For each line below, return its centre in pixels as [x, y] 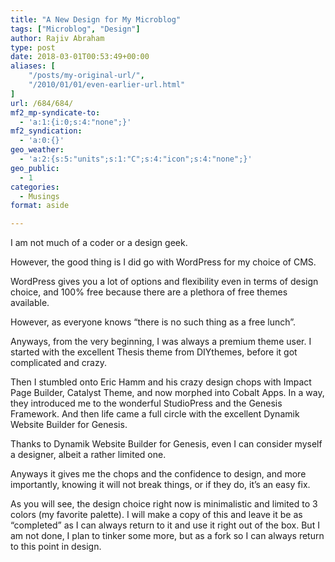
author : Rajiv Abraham [57, 38]
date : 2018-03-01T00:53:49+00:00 [80, 57]
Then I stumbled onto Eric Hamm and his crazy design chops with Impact [161, 382]
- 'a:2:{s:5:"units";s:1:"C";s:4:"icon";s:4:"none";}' [136, 159]
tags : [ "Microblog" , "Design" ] [75, 29]
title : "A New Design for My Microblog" [96, 19]
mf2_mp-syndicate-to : [55, 112]
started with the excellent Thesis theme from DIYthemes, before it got [154, 352]
